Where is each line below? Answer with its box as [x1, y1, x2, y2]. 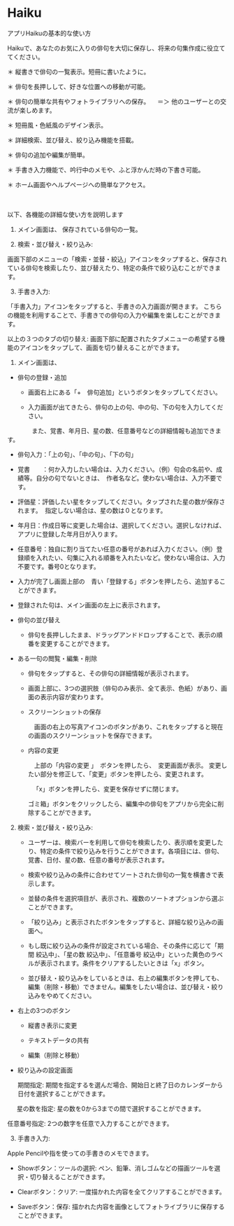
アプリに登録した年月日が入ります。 [17, 530, 122, 538]
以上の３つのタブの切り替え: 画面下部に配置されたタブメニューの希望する [7, 334, 219, 343]
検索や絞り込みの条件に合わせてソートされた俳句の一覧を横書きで [27, 870, 218, 879]
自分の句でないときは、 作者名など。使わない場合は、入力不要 [36, 474, 217, 482]
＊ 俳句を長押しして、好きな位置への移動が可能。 [7, 82, 149, 90]
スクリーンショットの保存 [27, 708, 101, 716]
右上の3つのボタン [17, 1006, 71, 1014]
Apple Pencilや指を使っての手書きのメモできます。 [7, 1149, 153, 1157]
